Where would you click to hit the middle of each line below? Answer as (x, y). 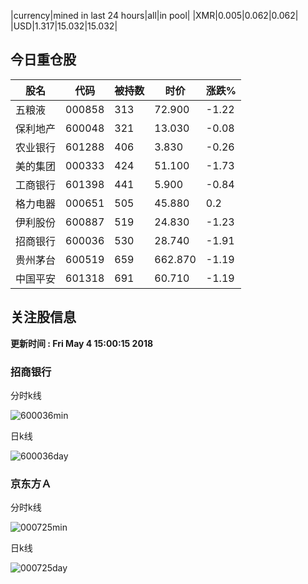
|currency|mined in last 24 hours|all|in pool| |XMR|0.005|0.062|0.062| (154, 15)
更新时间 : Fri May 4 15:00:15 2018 (82, 343)
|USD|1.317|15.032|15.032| (64, 26)
